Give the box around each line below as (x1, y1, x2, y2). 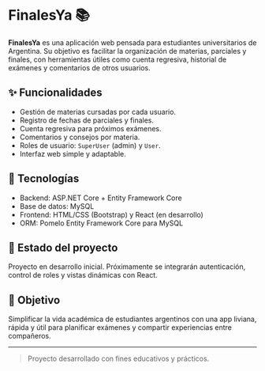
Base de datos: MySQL (19, 201, 95, 210)
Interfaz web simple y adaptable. (19, 149, 126, 158)
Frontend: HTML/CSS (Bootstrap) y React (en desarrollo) (19, 210, 203, 219)
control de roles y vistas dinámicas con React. (8, 271, 158, 280)
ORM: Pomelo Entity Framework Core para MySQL (19, 218, 184, 228)
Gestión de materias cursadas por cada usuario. (19, 107, 176, 116)
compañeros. (8, 331, 51, 341)
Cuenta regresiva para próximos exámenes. (19, 123, 162, 133)
